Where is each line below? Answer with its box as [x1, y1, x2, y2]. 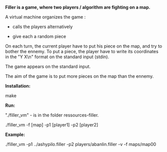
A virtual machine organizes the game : [5, 14, 86, 20]
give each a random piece [12, 34, 66, 39]
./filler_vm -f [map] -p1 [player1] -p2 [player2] [5, 122, 98, 127]
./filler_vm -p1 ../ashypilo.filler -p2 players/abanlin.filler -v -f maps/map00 [5, 141, 156, 147]
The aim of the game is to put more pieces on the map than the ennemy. [5, 73, 154, 79]
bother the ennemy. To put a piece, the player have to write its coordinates [5, 49, 158, 54]
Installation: [5, 83, 31, 89]
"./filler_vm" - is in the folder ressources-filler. [5, 112, 99, 118]
